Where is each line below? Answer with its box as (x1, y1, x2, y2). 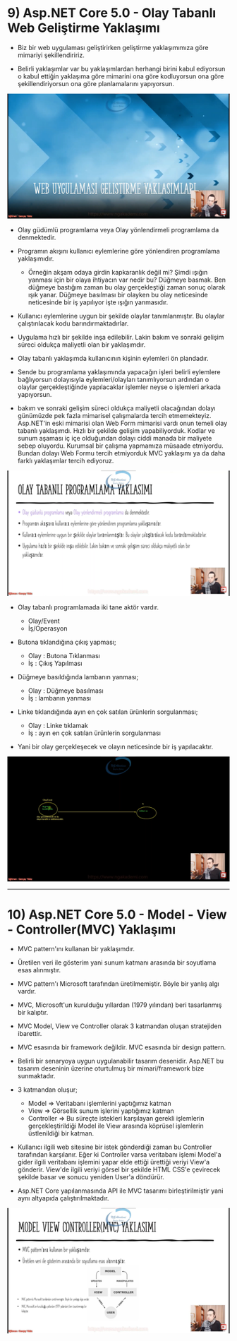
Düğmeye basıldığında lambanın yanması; (17, 672, 139, 681)
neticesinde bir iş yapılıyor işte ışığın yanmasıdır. (28, 298, 169, 306)
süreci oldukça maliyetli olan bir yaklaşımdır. (17, 340, 146, 349)
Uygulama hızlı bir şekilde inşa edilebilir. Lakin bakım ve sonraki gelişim (17, 333, 224, 342)
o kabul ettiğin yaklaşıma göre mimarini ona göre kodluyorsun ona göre (17, 72, 224, 81)
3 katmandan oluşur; (17, 1085, 78, 1094)
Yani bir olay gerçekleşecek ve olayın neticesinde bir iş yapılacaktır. (17, 742, 214, 751)
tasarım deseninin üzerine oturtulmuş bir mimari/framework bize (17, 1064, 205, 1073)
